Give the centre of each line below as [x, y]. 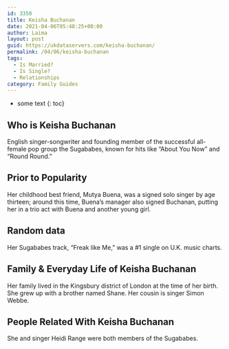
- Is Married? [33, 65]
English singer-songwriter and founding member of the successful [101, 142]
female [17, 149]
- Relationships [36, 77]
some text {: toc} [41, 103]
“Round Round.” [30, 156]
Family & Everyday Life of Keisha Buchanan [102, 269]
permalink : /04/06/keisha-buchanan [58, 52]
